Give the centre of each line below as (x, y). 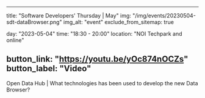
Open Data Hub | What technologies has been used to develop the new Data (102, 83)
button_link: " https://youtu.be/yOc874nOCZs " (97, 59)
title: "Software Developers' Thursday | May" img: (69, 15)
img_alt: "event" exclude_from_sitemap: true (118, 22)
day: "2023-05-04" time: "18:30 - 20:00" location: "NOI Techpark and (94, 34)
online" (15, 40)
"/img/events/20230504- (164, 15)
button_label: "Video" (49, 69)
